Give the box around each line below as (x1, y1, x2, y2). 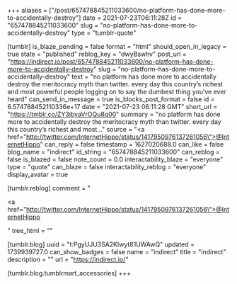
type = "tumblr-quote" (71, 28, 137, 37)
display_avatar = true (7, 170, 69, 178)
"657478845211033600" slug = (7, 21, 99, 29)
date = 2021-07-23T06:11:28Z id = (82, 13, 183, 22)
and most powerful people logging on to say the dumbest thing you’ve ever (7, 88, 226, 96)
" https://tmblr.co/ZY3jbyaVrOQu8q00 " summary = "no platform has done (7, 110, 221, 118)
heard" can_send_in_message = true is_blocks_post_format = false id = (7, 95, 215, 103)
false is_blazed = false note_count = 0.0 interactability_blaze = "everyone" (7, 155, 224, 164)
